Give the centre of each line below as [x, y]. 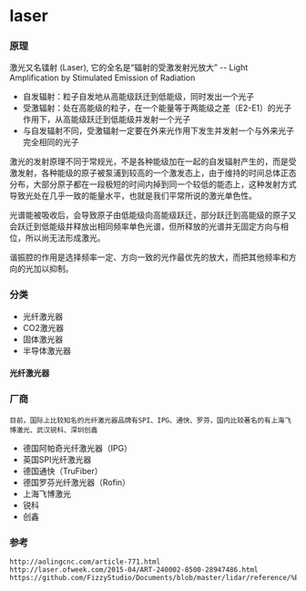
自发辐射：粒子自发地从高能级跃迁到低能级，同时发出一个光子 [138, 97]
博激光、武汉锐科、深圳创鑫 [54, 430]
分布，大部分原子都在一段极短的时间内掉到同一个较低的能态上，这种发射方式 [153, 184]
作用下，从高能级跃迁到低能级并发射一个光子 [107, 119]
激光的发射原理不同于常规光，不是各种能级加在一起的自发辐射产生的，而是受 [153, 161]
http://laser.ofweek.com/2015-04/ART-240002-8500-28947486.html [134, 570]
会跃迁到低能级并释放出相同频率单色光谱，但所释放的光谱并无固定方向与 [145, 227]
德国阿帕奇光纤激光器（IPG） [77, 448]
